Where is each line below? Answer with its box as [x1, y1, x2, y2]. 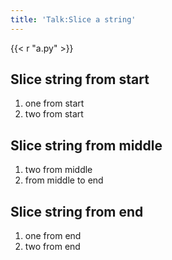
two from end [24, 241, 81, 253]
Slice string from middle [10, 137, 163, 154]
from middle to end [24, 174, 104, 186]
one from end [24, 230, 82, 242]
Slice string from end [10, 203, 144, 220]
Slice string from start [10, 71, 150, 88]
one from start [24, 97, 85, 110]
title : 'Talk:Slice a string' [10, 14, 137, 25]
